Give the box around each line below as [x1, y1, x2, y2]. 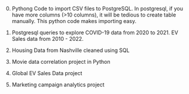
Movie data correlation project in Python [11, 59, 111, 65]
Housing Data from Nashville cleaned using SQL [11, 47, 130, 54]
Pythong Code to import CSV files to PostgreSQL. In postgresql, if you [11, 5, 183, 12]
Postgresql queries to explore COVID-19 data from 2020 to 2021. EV [11, 29, 178, 36]
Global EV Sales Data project [11, 70, 83, 76]
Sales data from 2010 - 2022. [11, 35, 84, 42]
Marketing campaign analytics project [11, 81, 105, 88]
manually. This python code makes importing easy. [11, 18, 137, 24]
